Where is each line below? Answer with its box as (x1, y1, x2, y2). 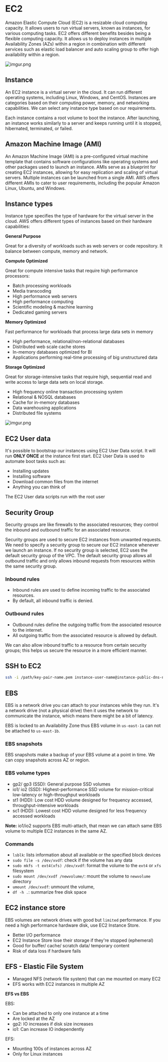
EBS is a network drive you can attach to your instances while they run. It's (5, 702, 159, 708)
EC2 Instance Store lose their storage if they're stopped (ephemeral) (12, 937, 153, 943)
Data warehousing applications (12, 405, 76, 411)
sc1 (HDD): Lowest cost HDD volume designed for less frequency (12, 808, 147, 814)
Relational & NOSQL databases (12, 394, 76, 400)
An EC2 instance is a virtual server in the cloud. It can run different (5, 89, 142, 95)
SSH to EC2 (5, 662, 41, 670)
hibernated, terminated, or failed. (5, 125, 73, 131)
